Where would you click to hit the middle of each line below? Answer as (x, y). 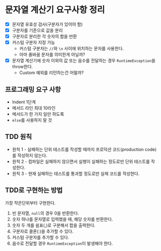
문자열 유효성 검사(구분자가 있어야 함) (47, 24)
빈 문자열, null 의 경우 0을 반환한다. (45, 213)
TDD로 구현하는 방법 (34, 190)
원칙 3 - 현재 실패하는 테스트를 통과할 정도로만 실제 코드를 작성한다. (76, 173)
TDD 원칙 (18, 137)
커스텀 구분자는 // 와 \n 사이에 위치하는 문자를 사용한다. (72, 48)
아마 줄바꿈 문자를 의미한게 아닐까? (52, 55)
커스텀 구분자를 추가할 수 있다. (40, 237)
